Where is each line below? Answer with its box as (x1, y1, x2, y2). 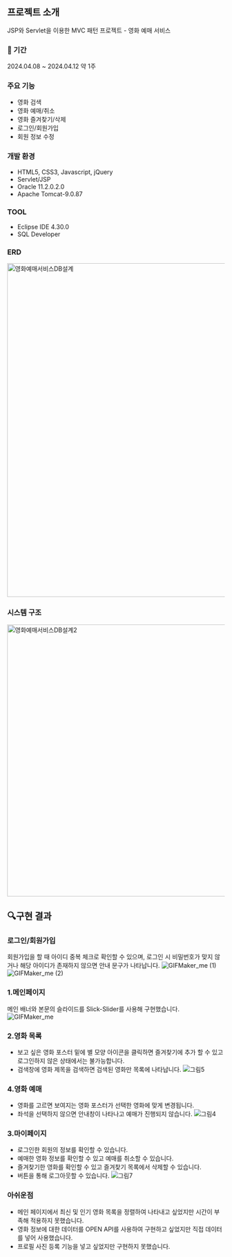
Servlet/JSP (17, 175, 51, 183)
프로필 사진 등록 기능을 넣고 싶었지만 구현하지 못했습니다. (17, 1242, 171, 1250)
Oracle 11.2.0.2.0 (17, 182, 65, 191)
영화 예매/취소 (17, 106, 55, 115)
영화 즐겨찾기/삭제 (17, 115, 66, 124)
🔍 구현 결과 (7, 910, 52, 922)
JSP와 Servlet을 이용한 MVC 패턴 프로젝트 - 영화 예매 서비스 (7, 26, 171, 35)
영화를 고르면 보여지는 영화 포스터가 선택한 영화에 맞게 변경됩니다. (17, 1101, 195, 1110)
